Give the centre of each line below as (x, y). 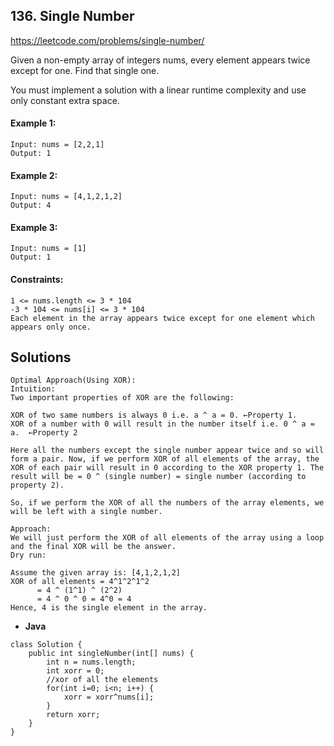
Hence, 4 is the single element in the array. (109, 608)
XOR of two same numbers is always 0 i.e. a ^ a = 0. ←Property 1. (154, 415)
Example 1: (33, 123)
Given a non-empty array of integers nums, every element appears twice (160, 60)
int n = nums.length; (91, 662)
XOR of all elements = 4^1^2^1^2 (80, 582)
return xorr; (73, 715)
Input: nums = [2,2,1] (57, 145)
